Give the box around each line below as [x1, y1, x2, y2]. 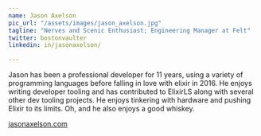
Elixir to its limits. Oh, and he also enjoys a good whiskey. [8, 104, 195, 114]
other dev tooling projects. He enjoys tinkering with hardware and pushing [8, 95, 251, 105]
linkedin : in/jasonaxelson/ [8, 41, 102, 49]
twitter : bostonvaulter [8, 33, 88, 42]
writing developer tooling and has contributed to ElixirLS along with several [8, 87, 254, 96]
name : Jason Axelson [8, 11, 77, 20]
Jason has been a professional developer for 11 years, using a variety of [8, 70, 243, 80]
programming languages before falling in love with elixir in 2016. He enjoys [8, 79, 252, 88]
